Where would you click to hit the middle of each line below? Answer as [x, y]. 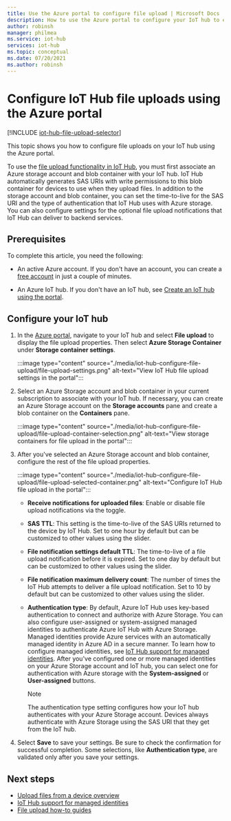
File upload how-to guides [54, 810]
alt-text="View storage [177, 434]
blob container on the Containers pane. [73, 413]
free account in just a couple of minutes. [74, 277]
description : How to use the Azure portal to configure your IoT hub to [113, 20]
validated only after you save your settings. [78, 757]
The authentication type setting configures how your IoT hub [113, 707]
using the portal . [40, 297]
